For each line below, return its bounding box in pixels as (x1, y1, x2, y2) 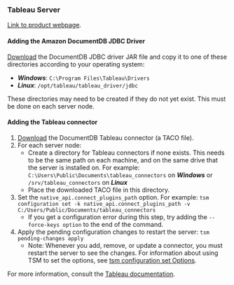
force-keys (27, 221, 60, 228)
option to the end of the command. (62, 220, 164, 228)
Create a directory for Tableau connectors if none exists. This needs (27, 148, 225, 157)
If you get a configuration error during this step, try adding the (27, 212, 208, 221)
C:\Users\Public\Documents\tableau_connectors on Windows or (27, 170, 213, 179)
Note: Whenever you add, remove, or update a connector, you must (27, 241, 223, 249)
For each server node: (17, 141, 82, 149)
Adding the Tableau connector (7, 118, 98, 127)
